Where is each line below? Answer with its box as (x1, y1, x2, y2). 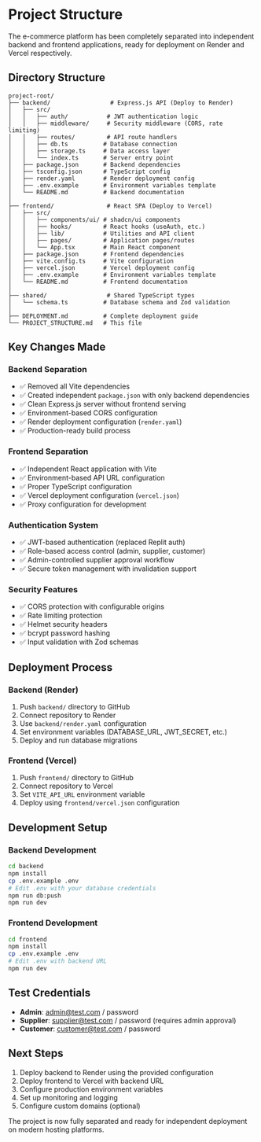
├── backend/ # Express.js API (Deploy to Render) (8, 98, 234, 107)
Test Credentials (8, 986, 91, 1000)
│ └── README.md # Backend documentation (8, 188, 185, 196)
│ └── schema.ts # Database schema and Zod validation (8, 298, 230, 306)
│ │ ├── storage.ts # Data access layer (8, 147, 171, 155)
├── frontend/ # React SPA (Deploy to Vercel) (8, 202, 213, 210)
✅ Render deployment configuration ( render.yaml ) (19, 417, 182, 426)
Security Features (8, 584, 79, 595)
